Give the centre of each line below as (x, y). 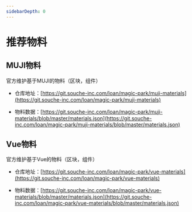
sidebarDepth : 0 (26, 11)
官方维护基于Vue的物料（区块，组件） (52, 159)
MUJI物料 (24, 66)
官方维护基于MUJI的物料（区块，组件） (54, 81)
